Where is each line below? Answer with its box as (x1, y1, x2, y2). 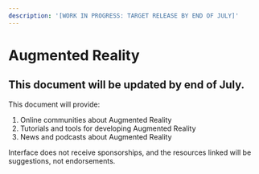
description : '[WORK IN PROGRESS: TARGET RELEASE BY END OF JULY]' (8, 11, 240, 20)
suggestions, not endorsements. (8, 156, 116, 165)
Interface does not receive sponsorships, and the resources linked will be (8, 148, 252, 157)
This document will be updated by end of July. (8, 78, 245, 92)
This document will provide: (8, 99, 101, 109)
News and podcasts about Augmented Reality (19, 132, 172, 141)
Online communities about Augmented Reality (19, 115, 172, 124)
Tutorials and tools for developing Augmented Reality (19, 123, 196, 133)
